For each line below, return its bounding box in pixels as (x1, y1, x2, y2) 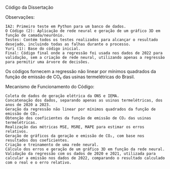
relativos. (5, 129, 29, 134)
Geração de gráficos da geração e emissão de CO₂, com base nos (5, 133, 145, 139)
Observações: (5, 14, 35, 20)
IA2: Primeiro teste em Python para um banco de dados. (5, 24, 126, 29)
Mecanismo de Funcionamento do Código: (5, 84, 95, 89)
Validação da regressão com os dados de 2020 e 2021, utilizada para (5, 151, 156, 156)
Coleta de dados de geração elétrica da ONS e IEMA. (5, 93, 120, 98)
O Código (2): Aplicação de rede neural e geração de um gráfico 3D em (5, 28, 160, 33)
